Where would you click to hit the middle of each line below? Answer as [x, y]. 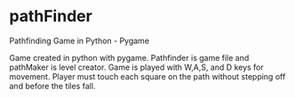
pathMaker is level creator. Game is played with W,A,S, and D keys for [136, 67]
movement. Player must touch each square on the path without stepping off [147, 76]
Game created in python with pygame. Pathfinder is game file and [129, 57]
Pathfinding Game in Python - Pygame [79, 41]
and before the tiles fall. [52, 86]
